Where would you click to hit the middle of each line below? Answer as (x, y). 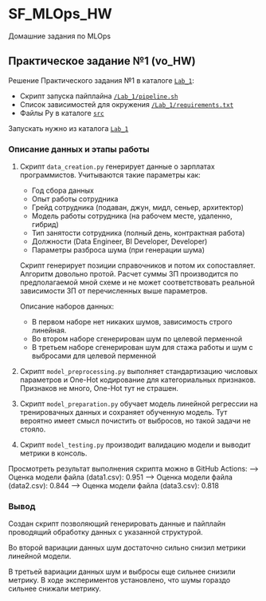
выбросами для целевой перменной (94, 356)
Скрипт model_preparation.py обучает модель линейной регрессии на (139, 404)
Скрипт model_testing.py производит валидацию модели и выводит (135, 445)
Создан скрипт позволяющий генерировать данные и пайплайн (117, 523)
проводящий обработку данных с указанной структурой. (106, 532)
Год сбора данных (63, 191)
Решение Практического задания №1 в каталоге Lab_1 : (102, 80)
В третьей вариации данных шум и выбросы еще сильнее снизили (122, 571)
